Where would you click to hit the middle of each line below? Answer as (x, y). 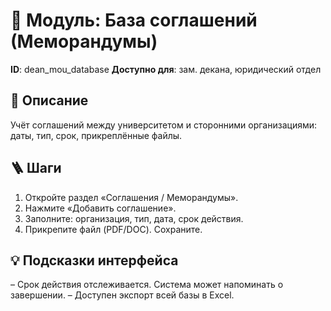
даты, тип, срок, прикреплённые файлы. (96, 135)
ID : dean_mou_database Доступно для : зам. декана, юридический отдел (166, 69)
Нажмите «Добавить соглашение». (100, 208)
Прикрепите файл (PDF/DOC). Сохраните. (113, 229)
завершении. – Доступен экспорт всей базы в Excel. (122, 295)
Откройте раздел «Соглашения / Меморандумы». (131, 197)
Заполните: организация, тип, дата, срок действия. (134, 218)
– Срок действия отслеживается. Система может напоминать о (147, 285)
